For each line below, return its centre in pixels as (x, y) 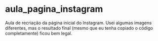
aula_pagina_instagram (54, 9)
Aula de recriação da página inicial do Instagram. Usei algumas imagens (79, 23)
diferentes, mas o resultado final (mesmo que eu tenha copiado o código (79, 28)
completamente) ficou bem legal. (39, 33)
